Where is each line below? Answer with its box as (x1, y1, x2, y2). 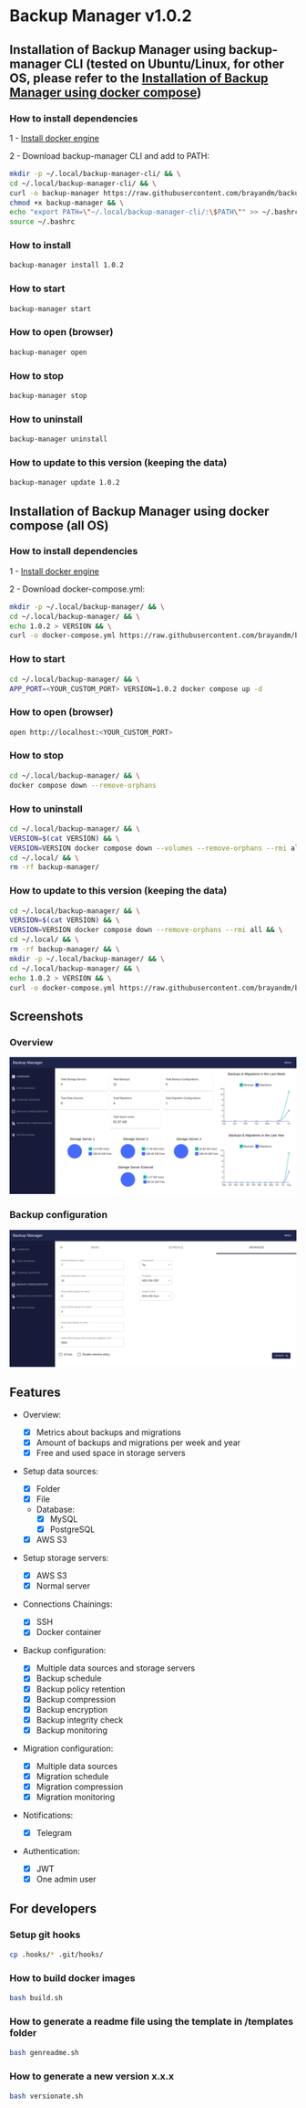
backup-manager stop (9, 391, 88, 400)
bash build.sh (9, 1994, 64, 2003)
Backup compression (36, 1694, 117, 1704)
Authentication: (22, 1846, 80, 1857)
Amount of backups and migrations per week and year (36, 1437, 241, 1448)
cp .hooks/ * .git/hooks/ (9, 1950, 104, 1959)
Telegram (36, 1828, 73, 1839)
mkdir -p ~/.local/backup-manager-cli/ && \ (9, 169, 181, 178)
